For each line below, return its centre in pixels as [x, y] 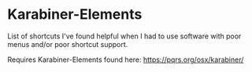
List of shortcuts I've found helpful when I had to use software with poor [124, 36]
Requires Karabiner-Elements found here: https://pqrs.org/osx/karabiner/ [126, 59]
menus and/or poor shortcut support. [68, 44]
